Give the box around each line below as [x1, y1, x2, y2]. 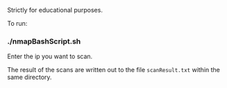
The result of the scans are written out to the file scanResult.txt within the [7, 66, 220, 74]
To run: [7, 19, 28, 27]
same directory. [7, 73, 52, 82]
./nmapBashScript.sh [7, 36, 81, 46]
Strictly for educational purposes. [7, 6, 103, 14]
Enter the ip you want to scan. [7, 52, 93, 61]
